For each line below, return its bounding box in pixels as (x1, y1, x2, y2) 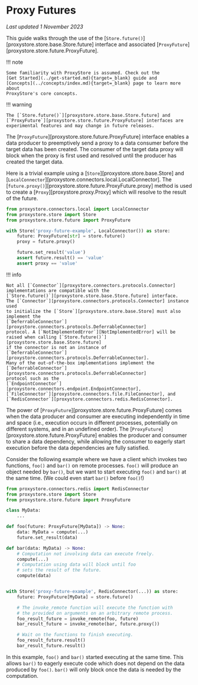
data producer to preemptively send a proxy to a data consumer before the (6, 139, 189, 146)
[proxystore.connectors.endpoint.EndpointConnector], (6, 386, 142, 392)
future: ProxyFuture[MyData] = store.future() (17, 594, 134, 600)
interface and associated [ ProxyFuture (95, 41, 188, 48)
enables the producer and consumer (98, 432, 187, 439)
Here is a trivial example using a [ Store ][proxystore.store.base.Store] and (6, 169, 184, 177)
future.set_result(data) (17, 534, 78, 540)
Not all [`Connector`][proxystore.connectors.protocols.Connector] (6, 282, 176, 288)
